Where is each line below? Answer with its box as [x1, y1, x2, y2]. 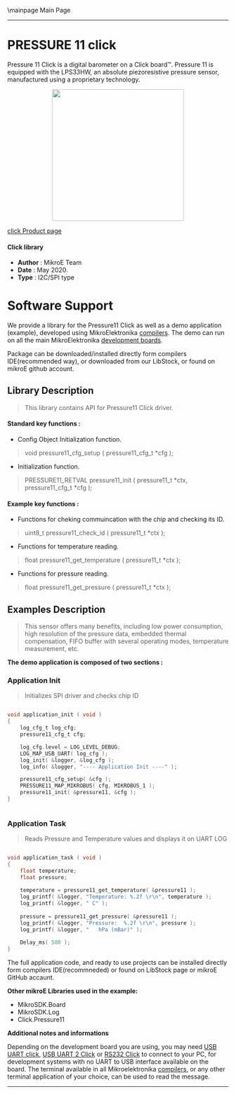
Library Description [7, 385, 94, 397]
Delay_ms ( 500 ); [20, 939, 71, 947]
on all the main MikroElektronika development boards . [7, 336, 163, 345]
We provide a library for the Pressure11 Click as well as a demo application [7, 321, 222, 329]
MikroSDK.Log [17, 1008, 60, 1017]
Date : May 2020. [17, 266, 68, 275]
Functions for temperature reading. [17, 542, 119, 551]
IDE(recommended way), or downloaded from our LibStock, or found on [7, 357, 216, 366]
